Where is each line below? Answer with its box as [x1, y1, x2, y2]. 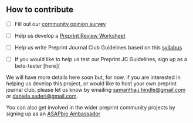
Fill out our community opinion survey [14, 20, 106, 27]
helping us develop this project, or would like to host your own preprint [6, 80, 177, 87]
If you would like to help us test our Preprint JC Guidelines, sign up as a [14, 56, 188, 62]
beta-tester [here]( [14, 62, 60, 69]
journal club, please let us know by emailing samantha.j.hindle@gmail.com [6, 87, 186, 94]
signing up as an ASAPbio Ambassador [6, 110, 101, 117]
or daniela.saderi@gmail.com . [6, 92, 78, 99]
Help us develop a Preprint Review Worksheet [14, 32, 126, 39]
